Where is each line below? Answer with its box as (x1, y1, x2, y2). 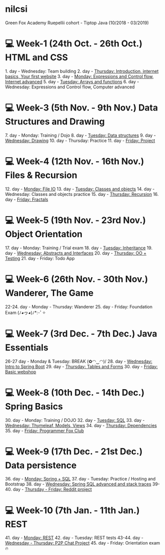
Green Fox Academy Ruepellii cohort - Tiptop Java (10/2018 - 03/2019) (5, 20, 149, 26)
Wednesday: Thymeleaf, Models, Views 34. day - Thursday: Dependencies (5, 422, 157, 428)
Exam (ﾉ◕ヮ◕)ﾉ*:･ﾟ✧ (5, 309, 46, 315)
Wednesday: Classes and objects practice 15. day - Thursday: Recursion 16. (5, 191, 159, 197)
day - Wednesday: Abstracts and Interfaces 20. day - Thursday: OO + (5, 250, 147, 256)
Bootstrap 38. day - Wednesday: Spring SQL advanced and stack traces (5, 481, 152, 487)
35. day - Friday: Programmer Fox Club (5, 428, 84, 434)
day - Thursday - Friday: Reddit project (13, 486, 92, 492)
